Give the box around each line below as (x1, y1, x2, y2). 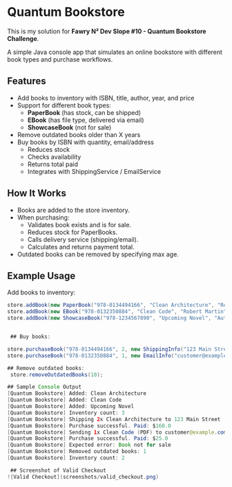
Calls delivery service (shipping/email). (27, 235, 139, 243)
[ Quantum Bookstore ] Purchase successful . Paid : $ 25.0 (7, 435, 168, 442)
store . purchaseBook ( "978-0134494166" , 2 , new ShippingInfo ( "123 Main (7, 346, 212, 353)
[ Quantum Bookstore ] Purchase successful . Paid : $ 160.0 (7, 422, 171, 430)
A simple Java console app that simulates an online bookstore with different (7, 48, 223, 56)
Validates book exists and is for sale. (27, 220, 132, 229)
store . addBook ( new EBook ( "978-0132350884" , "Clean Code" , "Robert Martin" (7, 308, 227, 315)
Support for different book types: (17, 101, 112, 109)
